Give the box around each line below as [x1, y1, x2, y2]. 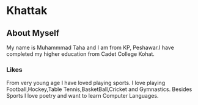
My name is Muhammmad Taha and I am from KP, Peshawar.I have [6, 44, 174, 51]
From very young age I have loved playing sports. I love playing [6, 80, 166, 87]
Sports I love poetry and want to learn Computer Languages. [6, 92, 159, 100]
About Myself [6, 28, 60, 38]
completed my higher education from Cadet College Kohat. [6, 50, 155, 58]
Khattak [6, 4, 48, 18]
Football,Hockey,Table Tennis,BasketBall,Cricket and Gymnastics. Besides [6, 86, 193, 93]
